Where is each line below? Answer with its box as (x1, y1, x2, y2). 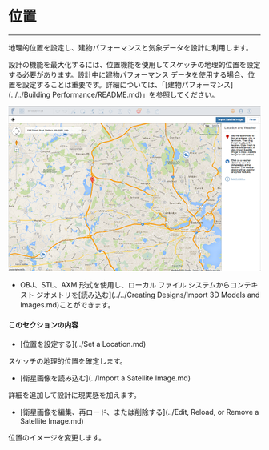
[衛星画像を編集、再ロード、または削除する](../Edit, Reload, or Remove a (19, 408, 259, 417)
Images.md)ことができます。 (19, 300, 115, 309)
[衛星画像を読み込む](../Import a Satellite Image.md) (19, 373, 191, 383)
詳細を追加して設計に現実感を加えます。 (8, 390, 142, 400)
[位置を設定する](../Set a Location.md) (19, 340, 147, 349)
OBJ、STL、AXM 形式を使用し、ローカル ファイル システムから (19, 280, 231, 289)
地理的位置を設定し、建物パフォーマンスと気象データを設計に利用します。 (8, 42, 254, 52)
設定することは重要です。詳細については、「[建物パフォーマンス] (22, 79, 234, 89)
